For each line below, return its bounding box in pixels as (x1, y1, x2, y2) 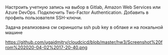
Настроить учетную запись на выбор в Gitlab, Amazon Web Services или (5, 4, 161, 10)
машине (5, 30, 23, 35)
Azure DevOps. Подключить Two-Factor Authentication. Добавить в (5, 9, 149, 15)
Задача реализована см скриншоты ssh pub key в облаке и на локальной (5, 24, 163, 30)
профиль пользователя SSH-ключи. (5, 15, 82, 20)
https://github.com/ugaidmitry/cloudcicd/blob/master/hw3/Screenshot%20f (5, 39, 163, 45)
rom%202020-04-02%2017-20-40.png (5, 45, 88, 50)
